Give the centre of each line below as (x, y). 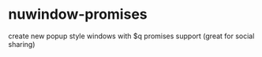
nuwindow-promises (78, 14)
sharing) (22, 44)
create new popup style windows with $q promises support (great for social (131, 36)
